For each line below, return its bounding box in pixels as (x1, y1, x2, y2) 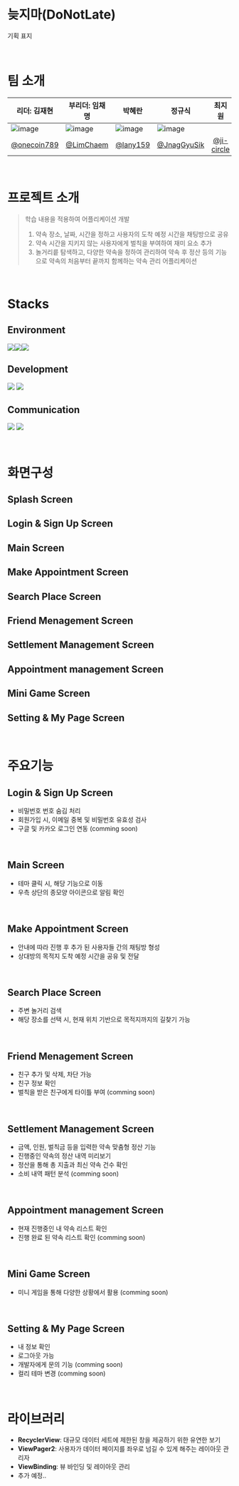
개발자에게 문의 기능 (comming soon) (17, 1360, 123, 1369)
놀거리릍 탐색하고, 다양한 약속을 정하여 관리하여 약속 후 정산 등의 (35, 248, 214, 256)
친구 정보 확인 (17, 1079, 56, 1088)
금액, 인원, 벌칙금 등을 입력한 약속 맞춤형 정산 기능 (17, 1143, 156, 1151)
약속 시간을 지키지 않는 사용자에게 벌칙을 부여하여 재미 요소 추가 (35, 238, 212, 247)
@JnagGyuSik (156, 140, 205, 150)
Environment (7, 324, 66, 336)
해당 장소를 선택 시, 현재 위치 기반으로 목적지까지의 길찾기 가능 (17, 1015, 191, 1024)
